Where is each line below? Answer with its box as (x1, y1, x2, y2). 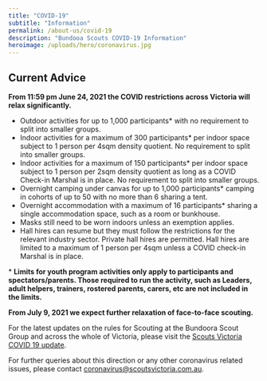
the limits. (8, 292, 42, 301)
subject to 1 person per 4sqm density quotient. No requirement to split (19, 141, 251, 151)
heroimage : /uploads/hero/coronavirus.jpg (8, 41, 151, 49)
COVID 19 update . (8, 340, 67, 349)
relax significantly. (8, 100, 72, 110)
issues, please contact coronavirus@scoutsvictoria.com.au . (8, 363, 205, 373)
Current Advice (8, 71, 86, 84)
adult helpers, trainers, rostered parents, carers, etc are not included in (8, 284, 249, 293)
